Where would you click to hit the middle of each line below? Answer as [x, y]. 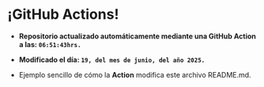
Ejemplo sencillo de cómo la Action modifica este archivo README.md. [135, 74]
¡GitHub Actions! [63, 14]
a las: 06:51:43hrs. [50, 44]
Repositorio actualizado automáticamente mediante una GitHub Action [137, 36]
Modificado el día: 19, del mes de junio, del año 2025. [112, 60]
